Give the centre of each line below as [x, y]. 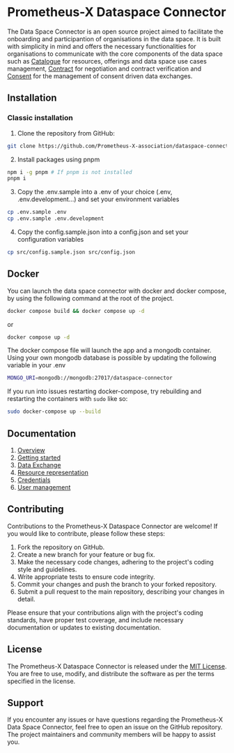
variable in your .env [37, 365]
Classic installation [40, 118]
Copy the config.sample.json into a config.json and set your [103, 232]
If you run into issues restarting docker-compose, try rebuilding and [104, 391]
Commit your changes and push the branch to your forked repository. [117, 584]
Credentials [34, 480]
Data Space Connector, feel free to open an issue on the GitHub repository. [115, 727]
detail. [26, 599]
